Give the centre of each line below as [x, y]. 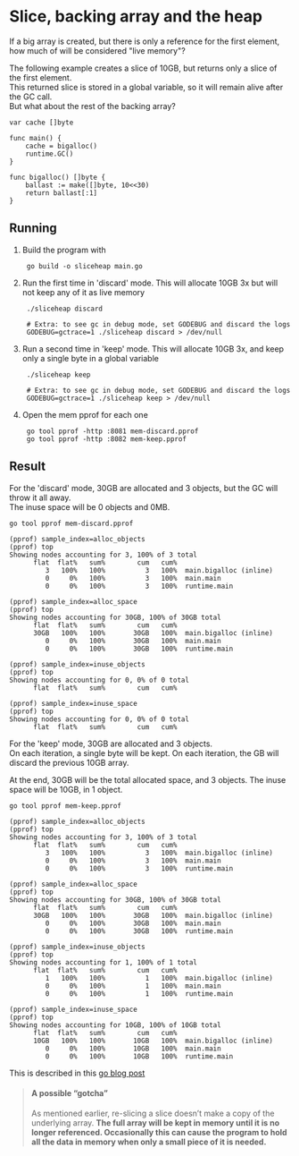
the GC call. [31, 97]
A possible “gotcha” [70, 1093]
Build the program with [64, 250]
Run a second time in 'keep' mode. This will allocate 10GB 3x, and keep [153, 348]
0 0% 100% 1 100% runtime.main [139, 994]
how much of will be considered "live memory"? [97, 50]
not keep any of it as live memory [83, 292]
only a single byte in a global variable [90, 358]
